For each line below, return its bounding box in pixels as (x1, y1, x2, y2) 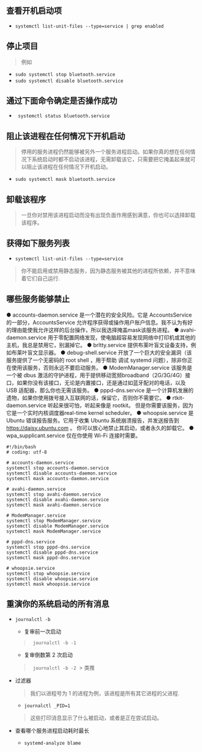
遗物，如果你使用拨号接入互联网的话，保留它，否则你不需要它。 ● (6, 394, 171, 401)
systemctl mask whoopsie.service (6, 581, 90, 587)
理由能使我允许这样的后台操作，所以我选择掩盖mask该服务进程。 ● (11, 326, 179, 333)
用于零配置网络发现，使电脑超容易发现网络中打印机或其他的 (47, 333, 196, 341)
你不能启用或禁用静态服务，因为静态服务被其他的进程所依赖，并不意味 (21, 267, 196, 274)
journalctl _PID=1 (24, 703, 71, 709)
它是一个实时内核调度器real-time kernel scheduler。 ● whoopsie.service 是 (6, 409, 194, 416)
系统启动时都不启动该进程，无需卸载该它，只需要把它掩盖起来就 (31, 156, 191, 163)
